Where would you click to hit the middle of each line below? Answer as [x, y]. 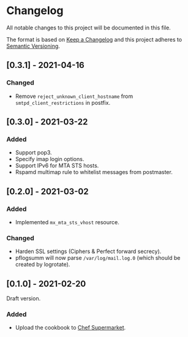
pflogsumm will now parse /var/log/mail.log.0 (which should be [98, 258]
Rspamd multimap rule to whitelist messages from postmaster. [94, 172]
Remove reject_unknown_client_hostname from [74, 96]
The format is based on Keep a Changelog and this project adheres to [94, 39]
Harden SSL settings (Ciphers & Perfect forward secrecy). [88, 251]
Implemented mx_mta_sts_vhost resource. [67, 222]
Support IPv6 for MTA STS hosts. [57, 165]
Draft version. [24, 298]
